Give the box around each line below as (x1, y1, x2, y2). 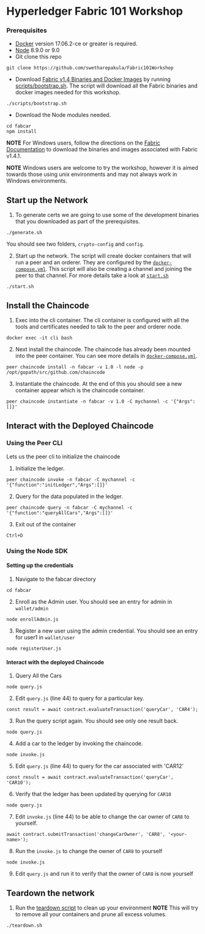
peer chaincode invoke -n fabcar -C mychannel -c (6, 476, 136, 482)
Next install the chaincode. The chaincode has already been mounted (15, 346, 191, 353)
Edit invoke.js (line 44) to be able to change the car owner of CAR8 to (15, 813, 190, 821)
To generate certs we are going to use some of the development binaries (15, 211, 199, 219)
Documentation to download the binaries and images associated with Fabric (6, 146, 198, 153)
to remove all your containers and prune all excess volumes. (15, 910, 167, 917)
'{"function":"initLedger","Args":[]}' (6, 482, 108, 488)
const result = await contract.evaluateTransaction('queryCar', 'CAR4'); (6, 707, 199, 713)
